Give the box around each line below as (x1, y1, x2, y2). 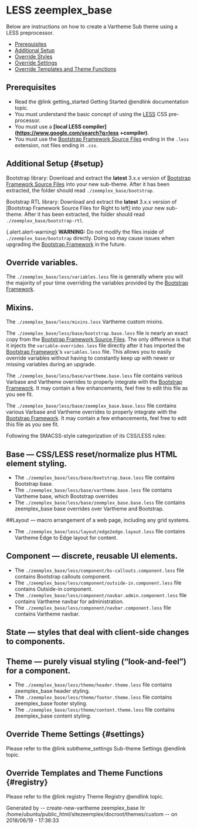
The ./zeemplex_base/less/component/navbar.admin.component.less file (14, 591, 187, 598)
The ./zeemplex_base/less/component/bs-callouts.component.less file (14, 567, 185, 574)
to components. (6, 637, 66, 647)
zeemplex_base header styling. (14, 688, 90, 695)
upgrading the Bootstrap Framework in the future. (6, 241, 126, 248)
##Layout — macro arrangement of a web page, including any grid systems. (6, 517, 191, 523)
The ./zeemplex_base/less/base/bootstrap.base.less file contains (14, 474, 175, 481)
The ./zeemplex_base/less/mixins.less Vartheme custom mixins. (6, 318, 164, 326)
